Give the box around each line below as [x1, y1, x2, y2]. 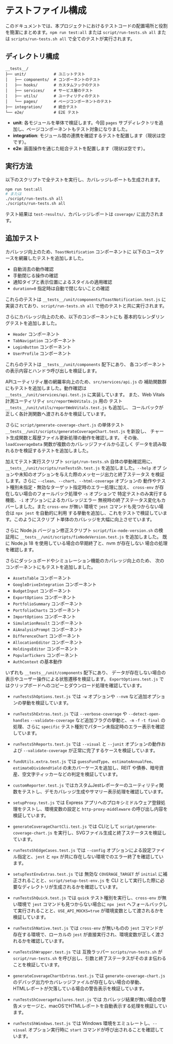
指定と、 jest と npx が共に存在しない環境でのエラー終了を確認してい [17, 853, 164, 860]
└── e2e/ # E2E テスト [5, 110, 79, 115]
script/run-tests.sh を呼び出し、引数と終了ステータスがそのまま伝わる [12, 955, 166, 961]
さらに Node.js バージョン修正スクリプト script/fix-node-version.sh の [5, 527, 159, 533]
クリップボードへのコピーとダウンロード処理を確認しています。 [9, 682, 145, 688]
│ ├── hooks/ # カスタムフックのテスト [5, 82, 100, 88]
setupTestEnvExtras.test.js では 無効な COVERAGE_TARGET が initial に [12, 871, 163, 877]
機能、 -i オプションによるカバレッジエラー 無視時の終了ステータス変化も [5, 497, 161, 503]
